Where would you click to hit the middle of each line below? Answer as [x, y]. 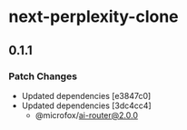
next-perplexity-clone [93, 17]
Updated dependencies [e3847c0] [86, 95]
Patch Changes [43, 76]
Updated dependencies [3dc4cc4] [86, 105]
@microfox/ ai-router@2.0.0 [86, 115]
